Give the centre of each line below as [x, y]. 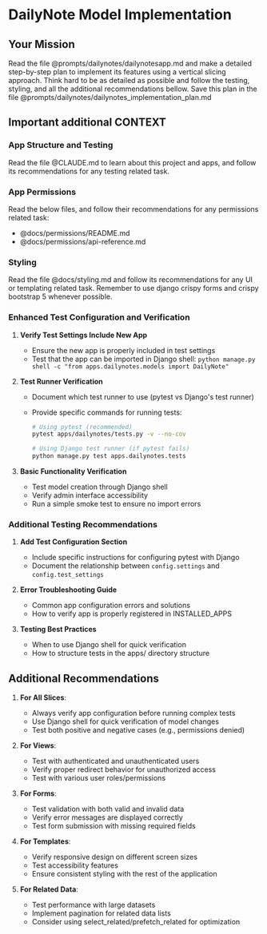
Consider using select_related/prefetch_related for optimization [136, 922]
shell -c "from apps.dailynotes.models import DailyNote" [130, 366]
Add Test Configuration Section [74, 542]
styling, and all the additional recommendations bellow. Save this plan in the [133, 89]
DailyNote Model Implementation [120, 15]
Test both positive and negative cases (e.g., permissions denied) [138, 730]
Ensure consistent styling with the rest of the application [124, 874]
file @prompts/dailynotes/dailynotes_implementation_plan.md [110, 97]
